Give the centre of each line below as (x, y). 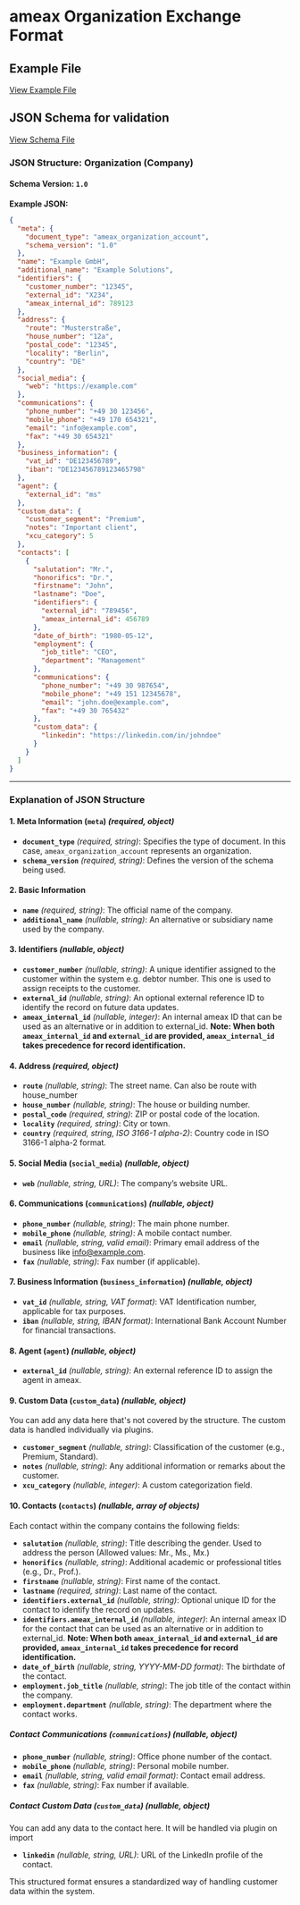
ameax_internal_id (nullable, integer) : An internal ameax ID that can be (152, 1017)
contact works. (50, 1714)
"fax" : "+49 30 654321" (70, 436)
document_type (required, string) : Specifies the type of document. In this (154, 841)
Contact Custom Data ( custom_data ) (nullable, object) (110, 1806)
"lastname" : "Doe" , (69, 594)
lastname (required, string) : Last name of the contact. (120, 1590)
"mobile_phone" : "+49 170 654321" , (92, 419)
